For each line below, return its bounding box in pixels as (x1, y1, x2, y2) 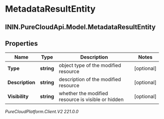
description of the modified (59, 76, 121, 83)
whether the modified (59, 90, 108, 97)
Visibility (7, 93, 29, 100)
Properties (5, 39, 38, 47)
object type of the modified (59, 62, 121, 69)
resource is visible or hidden (59, 96, 124, 103)
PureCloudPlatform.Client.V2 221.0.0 (5, 109, 79, 115)
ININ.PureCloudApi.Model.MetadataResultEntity (5, 23, 156, 31)
